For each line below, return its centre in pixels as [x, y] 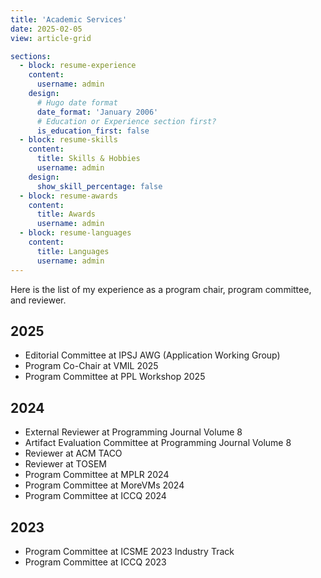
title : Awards [66, 214]
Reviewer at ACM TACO [73, 453]
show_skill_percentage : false [99, 186]
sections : [31, 56]
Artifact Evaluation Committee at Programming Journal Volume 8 [158, 443]
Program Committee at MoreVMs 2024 [104, 485]
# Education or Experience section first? [126, 121]
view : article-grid [51, 38]
